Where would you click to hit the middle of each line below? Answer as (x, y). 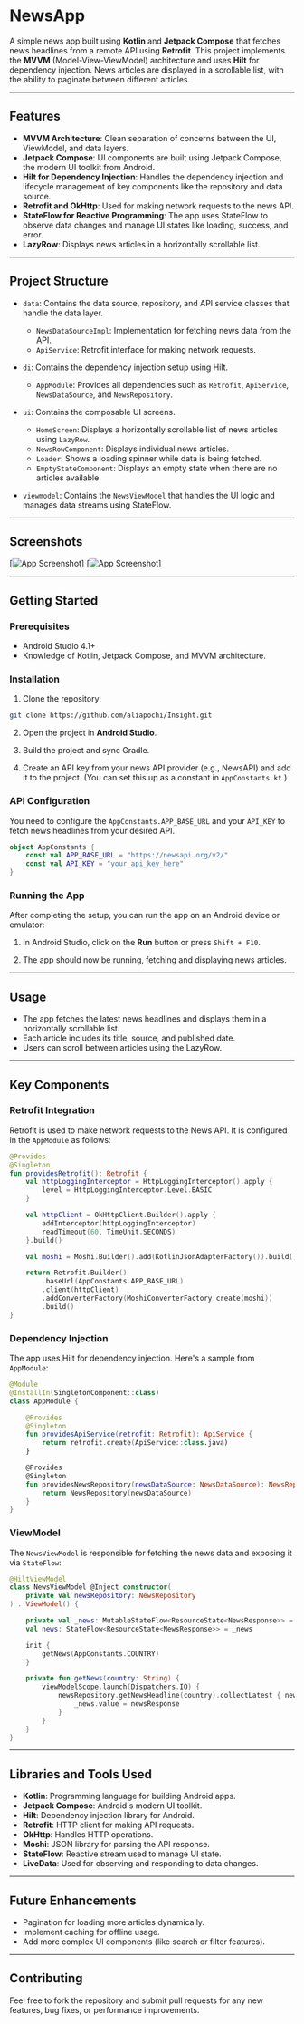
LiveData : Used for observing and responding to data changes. (140, 1864)
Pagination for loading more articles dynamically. (114, 1922)
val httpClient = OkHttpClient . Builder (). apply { (121, 1215)
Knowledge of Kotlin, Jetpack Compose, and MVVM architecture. (144, 656)
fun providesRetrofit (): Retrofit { (78, 1173)
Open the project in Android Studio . (90, 733)
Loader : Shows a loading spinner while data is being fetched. (149, 458)
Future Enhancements (73, 1900)
